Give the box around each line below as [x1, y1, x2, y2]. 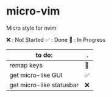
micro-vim [6, 4, 60, 18]
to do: [35, 50, 53, 59]
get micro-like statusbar [9, 81, 79, 89]
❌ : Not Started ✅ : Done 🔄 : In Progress [6, 36, 106, 43]
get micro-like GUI [9, 71, 63, 79]
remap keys [9, 61, 43, 69]
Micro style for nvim [6, 24, 57, 32]
